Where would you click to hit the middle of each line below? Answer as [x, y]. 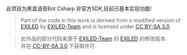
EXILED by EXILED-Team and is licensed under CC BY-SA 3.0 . [96, 26]
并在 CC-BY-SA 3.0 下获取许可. [58, 46]
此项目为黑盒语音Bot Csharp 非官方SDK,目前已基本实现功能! [79, 8]
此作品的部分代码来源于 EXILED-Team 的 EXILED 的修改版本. [93, 39]
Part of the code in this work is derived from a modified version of [101, 20]
